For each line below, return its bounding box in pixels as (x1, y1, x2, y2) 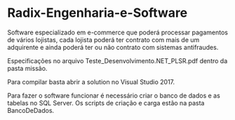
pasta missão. (7, 64, 48, 72)
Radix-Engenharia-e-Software (7, 5, 188, 21)
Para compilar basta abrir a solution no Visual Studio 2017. (7, 77, 175, 86)
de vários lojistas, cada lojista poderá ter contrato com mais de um (7, 35, 200, 44)
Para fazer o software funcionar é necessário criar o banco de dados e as (7, 91, 221, 100)
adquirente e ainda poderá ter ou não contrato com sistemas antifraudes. (7, 43, 219, 51)
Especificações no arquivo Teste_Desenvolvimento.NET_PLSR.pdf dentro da (7, 56, 228, 65)
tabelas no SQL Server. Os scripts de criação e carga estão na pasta (7, 98, 205, 107)
